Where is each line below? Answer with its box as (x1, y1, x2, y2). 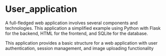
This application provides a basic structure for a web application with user (5, 40, 158, 46)
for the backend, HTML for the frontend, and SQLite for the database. (5, 30, 148, 36)
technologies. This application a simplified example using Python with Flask (5, 25, 161, 31)
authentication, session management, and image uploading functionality (5, 45, 154, 51)
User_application (5, 3, 77, 15)
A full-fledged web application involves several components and (5, 20, 138, 26)
